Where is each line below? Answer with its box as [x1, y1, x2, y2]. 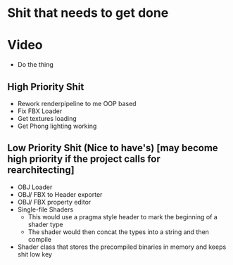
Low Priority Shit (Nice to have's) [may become [7, 142, 218, 154]
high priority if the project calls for [7, 153, 160, 165]
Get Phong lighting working [17, 122, 97, 130]
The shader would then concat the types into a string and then [27, 227, 210, 236]
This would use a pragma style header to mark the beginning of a [27, 212, 218, 221]
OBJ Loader [17, 183, 53, 191]
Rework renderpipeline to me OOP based [17, 99, 137, 108]
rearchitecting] [7, 164, 75, 176]
